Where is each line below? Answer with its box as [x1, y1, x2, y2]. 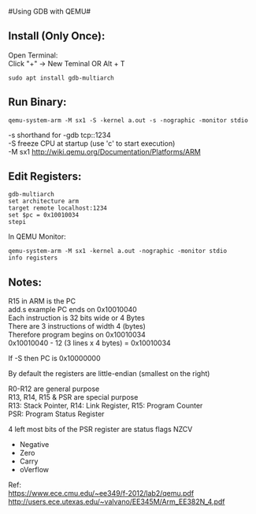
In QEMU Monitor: [8, 232, 66, 241]
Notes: [8, 275, 42, 289]
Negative [19, 440, 50, 449]
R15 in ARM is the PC [8, 296, 76, 306]
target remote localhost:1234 [8, 204, 108, 212]
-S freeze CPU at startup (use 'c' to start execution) [8, 138, 176, 148]
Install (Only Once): [8, 29, 106, 43]
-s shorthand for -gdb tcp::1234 [8, 130, 112, 140]
